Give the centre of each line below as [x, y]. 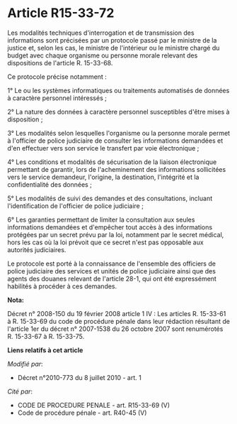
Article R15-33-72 [61, 13]
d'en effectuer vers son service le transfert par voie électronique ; [103, 148]
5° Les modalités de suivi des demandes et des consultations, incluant [110, 198]
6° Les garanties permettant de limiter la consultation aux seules [101, 219]
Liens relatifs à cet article [45, 350]
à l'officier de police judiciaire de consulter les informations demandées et [115, 141]
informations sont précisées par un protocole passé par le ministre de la [112, 40]
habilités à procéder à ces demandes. [62, 286]
